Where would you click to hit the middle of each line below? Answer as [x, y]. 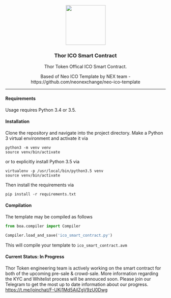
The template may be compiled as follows [49, 216]
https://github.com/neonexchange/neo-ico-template [85, 82]
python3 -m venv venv [28, 147]
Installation [17, 121]
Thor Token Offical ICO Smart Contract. [85, 67]
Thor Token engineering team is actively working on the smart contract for [83, 268]
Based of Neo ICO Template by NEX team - [85, 77]
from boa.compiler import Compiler [43, 226]
